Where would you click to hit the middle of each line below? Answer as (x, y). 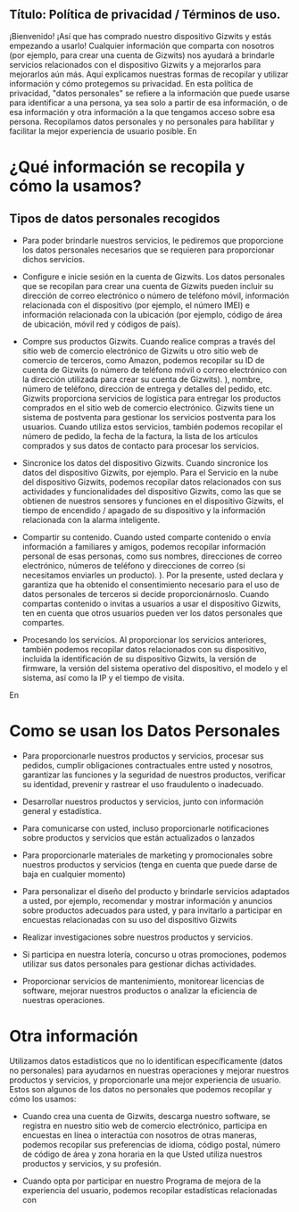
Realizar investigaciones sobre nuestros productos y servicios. (137, 937)
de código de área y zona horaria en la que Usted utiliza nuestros (142, 1154)
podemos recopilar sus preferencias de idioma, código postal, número (151, 1144)
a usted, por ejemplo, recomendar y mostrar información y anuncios (147, 901)
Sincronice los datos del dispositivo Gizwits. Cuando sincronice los (145, 462)
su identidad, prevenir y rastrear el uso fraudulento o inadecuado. (143, 784)
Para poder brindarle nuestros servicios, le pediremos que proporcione (153, 240)
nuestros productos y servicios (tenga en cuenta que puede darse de (149, 864)
